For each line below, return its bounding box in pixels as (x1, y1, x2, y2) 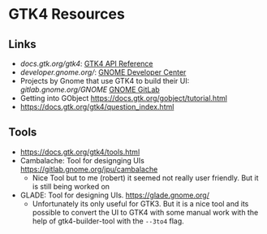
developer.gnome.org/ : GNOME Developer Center (19, 67, 187, 77)
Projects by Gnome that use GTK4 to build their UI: (19, 76, 190, 85)
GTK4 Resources (8, 5, 126, 24)
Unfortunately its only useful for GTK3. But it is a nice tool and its (32, 198, 249, 208)
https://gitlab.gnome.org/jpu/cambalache (19, 164, 158, 174)
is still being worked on (32, 181, 110, 191)
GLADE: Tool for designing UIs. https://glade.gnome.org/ (19, 190, 209, 200)
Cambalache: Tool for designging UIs (19, 155, 144, 165)
